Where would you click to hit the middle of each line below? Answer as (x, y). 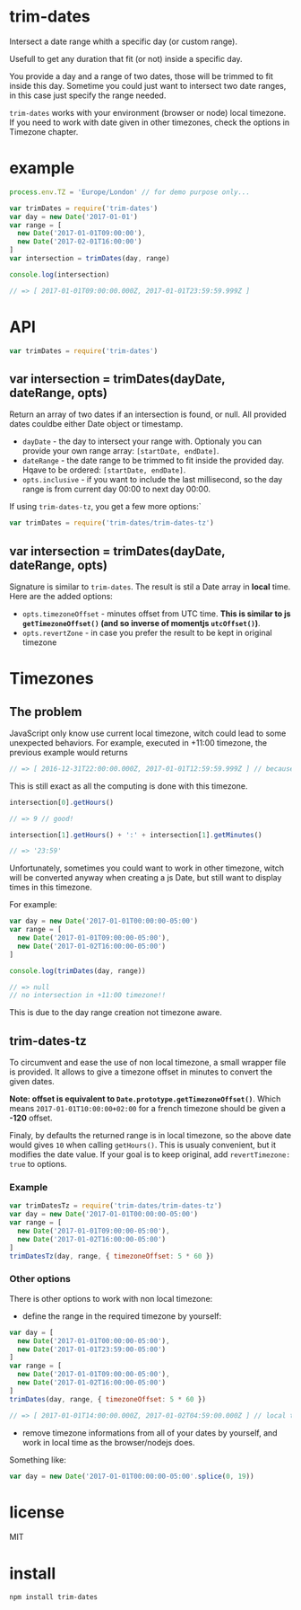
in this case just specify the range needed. (88, 95)
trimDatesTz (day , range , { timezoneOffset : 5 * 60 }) (112, 1256)
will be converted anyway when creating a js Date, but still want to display (146, 878)
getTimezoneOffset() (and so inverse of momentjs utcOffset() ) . (142, 623)
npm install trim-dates (54, 1597)
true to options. (38, 1164)
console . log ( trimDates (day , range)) (77, 971)
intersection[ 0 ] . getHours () (62, 802)
